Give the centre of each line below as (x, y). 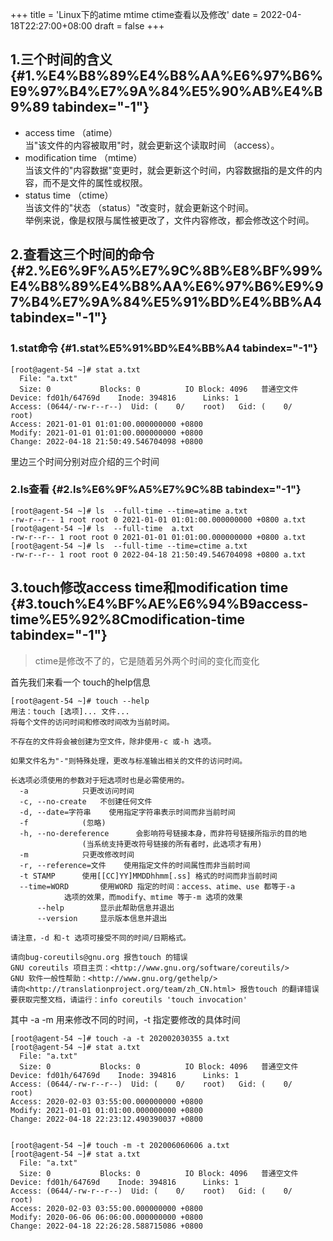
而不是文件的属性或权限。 (95, 182)
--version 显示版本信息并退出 (102, 918)
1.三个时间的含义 (61, 59)
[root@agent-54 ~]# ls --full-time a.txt (102, 528)
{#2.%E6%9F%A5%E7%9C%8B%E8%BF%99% (166, 271)
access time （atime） (71, 132)
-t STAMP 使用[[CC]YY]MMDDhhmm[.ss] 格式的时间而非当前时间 (148, 876)
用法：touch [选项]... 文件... (70, 711)
